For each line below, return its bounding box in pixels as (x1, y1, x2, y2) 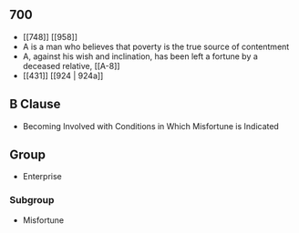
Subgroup (9, 194, 55, 207)
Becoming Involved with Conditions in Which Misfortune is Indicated (22, 120, 280, 131)
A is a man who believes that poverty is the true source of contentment (22, 41, 290, 52)
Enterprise (22, 171, 62, 182)
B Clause (9, 96, 61, 112)
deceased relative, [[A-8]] (22, 60, 120, 71)
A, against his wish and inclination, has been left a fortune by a (22, 50, 258, 62)
